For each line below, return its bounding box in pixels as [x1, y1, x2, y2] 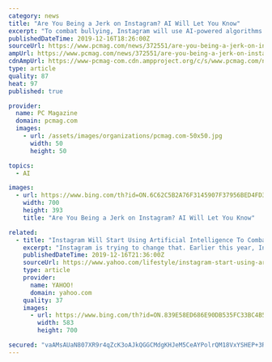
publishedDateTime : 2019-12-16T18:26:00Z [8, 34, 151, 43]
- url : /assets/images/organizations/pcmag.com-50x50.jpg [23, 132, 223, 140]
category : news [8, 11, 60, 20]
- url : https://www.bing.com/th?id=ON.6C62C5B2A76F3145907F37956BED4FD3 [15, 191, 266, 199]
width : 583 [37, 319, 74, 327]
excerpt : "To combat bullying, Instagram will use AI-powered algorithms [8, 27, 263, 35]
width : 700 [23, 199, 60, 207]
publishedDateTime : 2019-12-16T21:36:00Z [23, 251, 164, 259]
